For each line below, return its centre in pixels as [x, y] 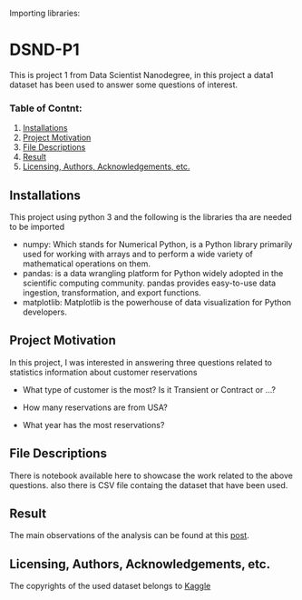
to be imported [37, 227]
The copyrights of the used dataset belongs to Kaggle [110, 586]
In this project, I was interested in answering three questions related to [141, 362]
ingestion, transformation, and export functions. [112, 293]
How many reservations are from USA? [95, 407]
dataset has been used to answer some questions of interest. [124, 85]
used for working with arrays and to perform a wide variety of [138, 255]
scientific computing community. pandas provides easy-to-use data [149, 283]
